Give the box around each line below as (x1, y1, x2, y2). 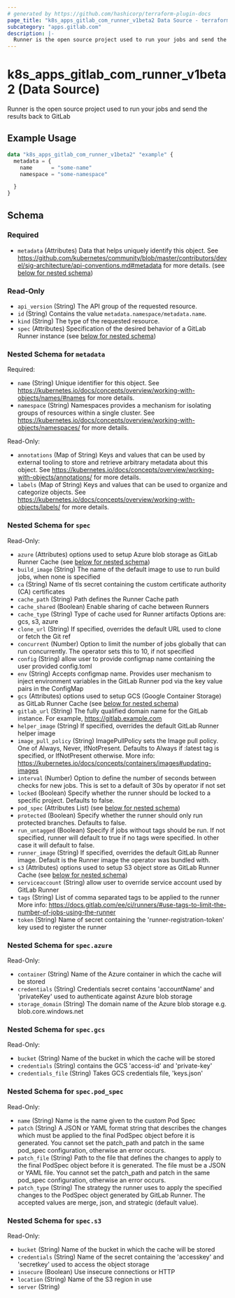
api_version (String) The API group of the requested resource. (17, 302, 198, 311)
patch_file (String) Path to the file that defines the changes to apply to (17, 1153, 222, 1162)
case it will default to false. (17, 841, 95, 849)
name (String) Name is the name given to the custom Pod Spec (17, 1116, 196, 1125)
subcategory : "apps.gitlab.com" (7, 23, 101, 30)
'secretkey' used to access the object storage (17, 1260, 150, 1269)
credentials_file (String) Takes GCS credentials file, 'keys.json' (17, 1069, 204, 1078)
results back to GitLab (7, 112, 71, 121)
